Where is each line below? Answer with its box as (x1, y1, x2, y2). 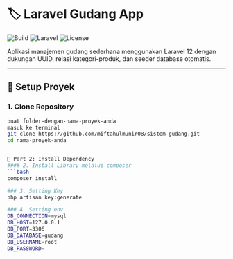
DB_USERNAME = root (7, 238, 58, 245)
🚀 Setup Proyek (7, 81, 75, 93)
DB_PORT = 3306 (7, 226, 45, 233)
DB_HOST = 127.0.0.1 (7, 220, 60, 226)
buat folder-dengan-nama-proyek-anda (7, 118, 116, 125)
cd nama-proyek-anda (7, 137, 67, 144)
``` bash (7, 168, 30, 175)
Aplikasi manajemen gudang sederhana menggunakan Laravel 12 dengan (7, 47, 216, 55)
